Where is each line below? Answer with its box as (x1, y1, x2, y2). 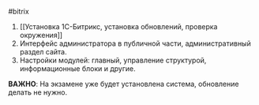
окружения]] (19, 31, 63, 39)
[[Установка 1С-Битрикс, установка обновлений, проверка (19, 22, 218, 31)
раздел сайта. (19, 47, 67, 56)
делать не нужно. (8, 88, 68, 97)
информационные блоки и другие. (19, 64, 136, 73)
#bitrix (8, 7, 29, 16)
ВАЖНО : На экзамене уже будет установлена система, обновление (8, 79, 239, 88)
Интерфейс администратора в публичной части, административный (19, 39, 251, 48)
